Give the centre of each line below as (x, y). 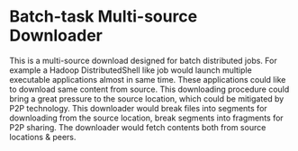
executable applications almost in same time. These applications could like (148, 79)
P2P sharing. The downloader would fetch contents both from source (138, 127)
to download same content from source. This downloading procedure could (149, 89)
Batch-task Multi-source (104, 17)
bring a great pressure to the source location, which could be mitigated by (147, 98)
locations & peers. (43, 137)
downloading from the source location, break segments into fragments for (146, 118)
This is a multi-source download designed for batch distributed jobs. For (143, 60)
